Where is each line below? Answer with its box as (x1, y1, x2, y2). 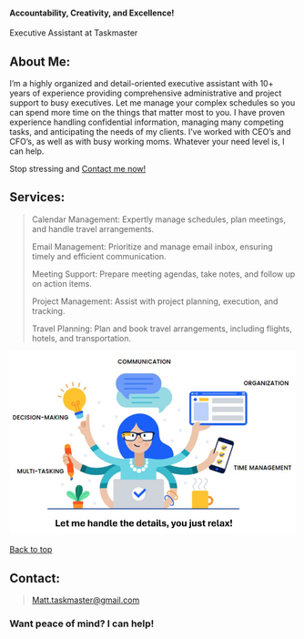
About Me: (9, 54, 71, 69)
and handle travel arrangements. (31, 223, 155, 234)
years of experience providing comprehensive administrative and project (9, 87, 282, 99)
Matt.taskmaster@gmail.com (31, 594, 140, 605)
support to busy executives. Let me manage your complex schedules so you (9, 97, 296, 108)
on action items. (31, 278, 93, 289)
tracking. (31, 305, 66, 316)
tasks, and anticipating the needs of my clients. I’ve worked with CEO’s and (9, 127, 291, 137)
